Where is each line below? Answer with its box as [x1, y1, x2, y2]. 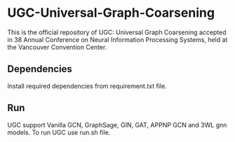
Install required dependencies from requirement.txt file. [7, 82, 167, 90]
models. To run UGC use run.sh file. [7, 128, 111, 136]
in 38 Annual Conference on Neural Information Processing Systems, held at [7, 35, 228, 43]
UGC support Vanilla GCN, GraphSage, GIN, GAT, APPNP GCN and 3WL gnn [7, 120, 227, 129]
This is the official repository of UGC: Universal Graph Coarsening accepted [7, 28, 227, 36]
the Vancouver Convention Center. [7, 43, 107, 51]
